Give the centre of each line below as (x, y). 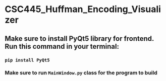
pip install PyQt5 (27, 60)
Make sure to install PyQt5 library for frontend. (79, 38)
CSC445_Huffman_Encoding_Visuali (83, 9)
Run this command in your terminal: (62, 46)
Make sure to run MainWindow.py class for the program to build (81, 73)
